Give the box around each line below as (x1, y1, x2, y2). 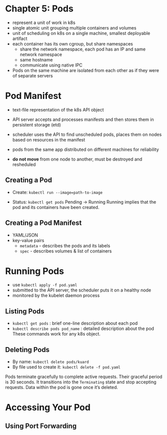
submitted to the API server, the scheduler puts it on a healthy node (12, 287, 151, 293)
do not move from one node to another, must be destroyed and (12, 156, 143, 162)
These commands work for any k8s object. (12, 331, 101, 337)
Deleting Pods (5, 345, 50, 354)
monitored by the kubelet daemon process (12, 292, 100, 298)
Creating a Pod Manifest (5, 218, 82, 227)
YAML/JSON (12, 232, 38, 238)
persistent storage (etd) (12, 121, 61, 127)
